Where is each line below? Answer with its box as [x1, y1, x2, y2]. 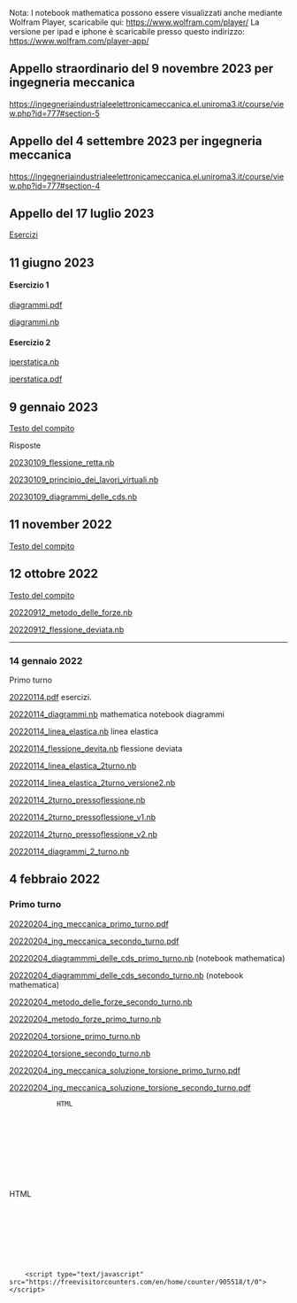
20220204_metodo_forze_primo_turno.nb [9, 1014, 162, 1024]
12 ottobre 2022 [9, 567, 99, 582]
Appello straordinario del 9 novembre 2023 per [9, 61, 274, 76]
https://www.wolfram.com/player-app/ [9, 35, 149, 46]
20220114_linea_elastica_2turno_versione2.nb [9, 777, 176, 788]
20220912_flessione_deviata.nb [9, 624, 125, 635]
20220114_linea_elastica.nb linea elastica [9, 726, 159, 736]
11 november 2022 [9, 517, 112, 532]
